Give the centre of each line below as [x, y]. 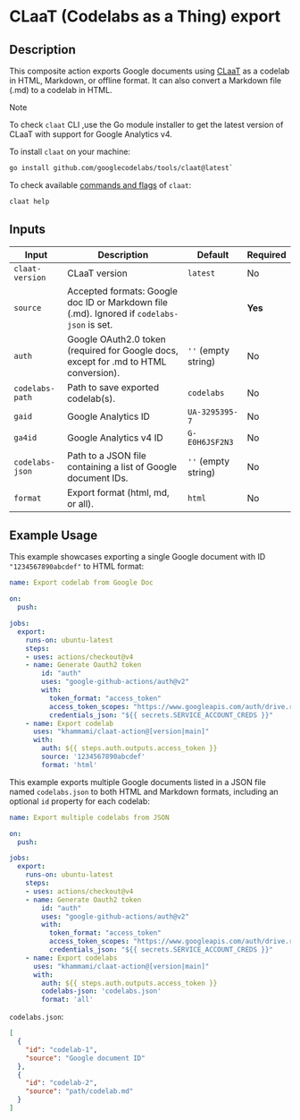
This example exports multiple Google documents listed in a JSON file [137, 782]
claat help [29, 201]
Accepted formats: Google [122, 291]
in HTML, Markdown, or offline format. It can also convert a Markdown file [146, 81]
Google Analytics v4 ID [115, 438]
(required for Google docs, [122, 350]
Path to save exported [112, 387]
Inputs [28, 230]
